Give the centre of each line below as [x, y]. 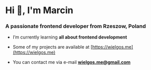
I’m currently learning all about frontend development [70, 37]
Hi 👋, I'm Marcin [39, 10]
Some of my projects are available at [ [53, 47]
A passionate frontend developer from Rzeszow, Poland [76, 26]
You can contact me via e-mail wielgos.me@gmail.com [72, 62]
